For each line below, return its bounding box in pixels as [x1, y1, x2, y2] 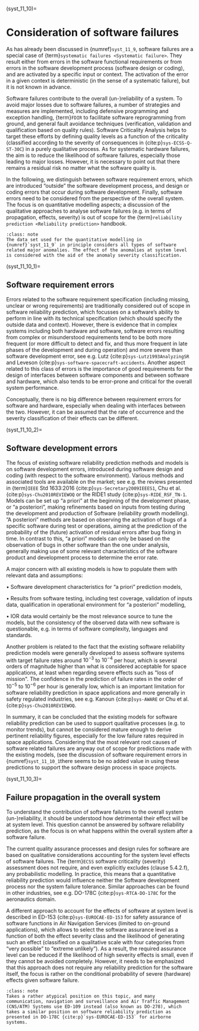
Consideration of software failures [6, 26, 179, 39]
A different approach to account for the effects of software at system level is [6, 907, 193, 914]
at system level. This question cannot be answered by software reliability [6, 821, 185, 828]
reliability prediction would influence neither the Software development [6, 876, 180, 884]
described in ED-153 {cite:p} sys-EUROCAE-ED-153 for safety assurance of [6, 913, 182, 920]
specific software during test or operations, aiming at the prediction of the [6, 522, 187, 529]
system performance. [6, 384, 59, 391]
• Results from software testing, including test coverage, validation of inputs [6, 594, 192, 602]
